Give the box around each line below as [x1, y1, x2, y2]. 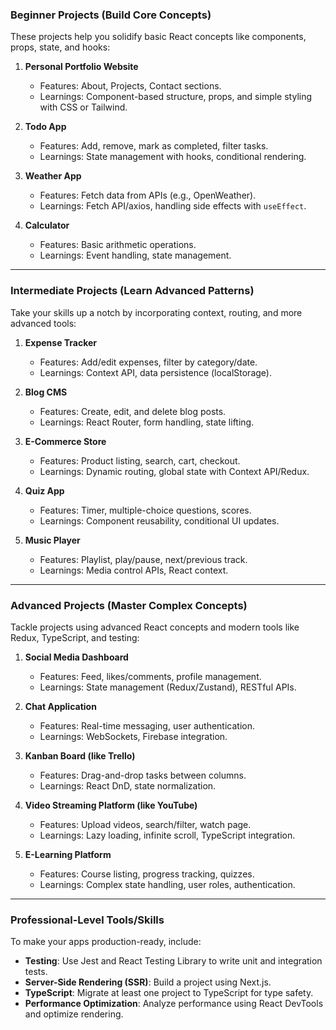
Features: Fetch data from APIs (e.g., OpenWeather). [39, 189, 257, 202]
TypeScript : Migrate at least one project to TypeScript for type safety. [24, 987, 314, 999]
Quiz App [24, 484, 65, 497]
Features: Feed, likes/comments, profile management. [39, 670, 262, 682]
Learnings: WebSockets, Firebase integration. [39, 730, 228, 742]
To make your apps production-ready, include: [10, 936, 202, 948]
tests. [24, 966, 48, 978]
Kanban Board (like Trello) [24, 749, 136, 762]
